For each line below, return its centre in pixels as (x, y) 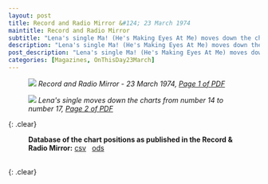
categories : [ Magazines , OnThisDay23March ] (82, 61)
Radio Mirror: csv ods (67, 147)
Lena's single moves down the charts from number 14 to (131, 100)
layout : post (30, 16)
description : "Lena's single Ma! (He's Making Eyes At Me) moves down (128, 45)
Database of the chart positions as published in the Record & (130, 139)
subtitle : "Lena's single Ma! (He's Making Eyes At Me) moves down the (130, 38)
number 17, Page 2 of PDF (71, 108)
